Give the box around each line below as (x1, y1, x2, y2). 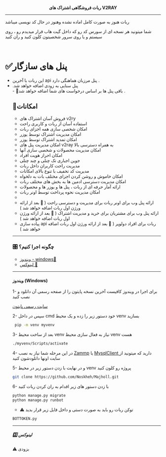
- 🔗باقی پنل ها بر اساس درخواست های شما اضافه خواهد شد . (12, 88, 125, 94)
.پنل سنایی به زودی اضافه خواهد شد (12, 82, 78, 89)
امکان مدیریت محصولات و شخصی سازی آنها (19, 147, 101, 153)
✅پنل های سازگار (5, 61, 68, 72)
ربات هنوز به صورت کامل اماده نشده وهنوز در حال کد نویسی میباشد (5, 19, 129, 25)
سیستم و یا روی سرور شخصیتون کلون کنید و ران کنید (5, 34, 103, 40)
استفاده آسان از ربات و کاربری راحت (19, 120, 87, 126)
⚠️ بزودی (12, 446, 30, 452)
